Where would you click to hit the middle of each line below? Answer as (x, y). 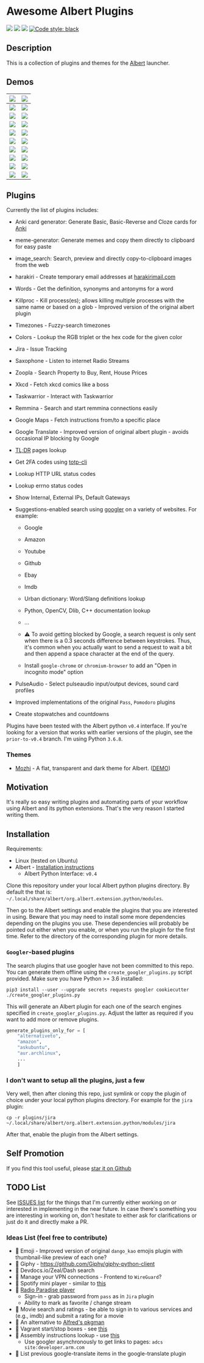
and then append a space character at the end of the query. (99, 654)
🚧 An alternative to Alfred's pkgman (60, 1322)
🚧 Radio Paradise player (45, 1290)
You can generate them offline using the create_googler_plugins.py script (99, 972)
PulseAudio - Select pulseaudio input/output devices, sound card (97, 684)
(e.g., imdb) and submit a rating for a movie (69, 1315)
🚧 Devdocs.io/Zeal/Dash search (55, 1270)
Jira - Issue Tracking (41, 349)
